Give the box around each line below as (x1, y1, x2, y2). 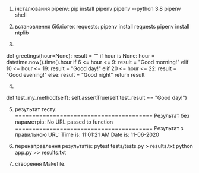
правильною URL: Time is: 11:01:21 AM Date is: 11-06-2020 (14, 131, 159, 138)
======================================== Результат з (14, 125, 184, 131)
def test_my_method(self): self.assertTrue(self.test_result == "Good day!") (6, 95, 187, 101)
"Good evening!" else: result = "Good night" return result (6, 71, 145, 78)
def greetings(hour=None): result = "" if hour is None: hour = (6, 52, 156, 59)
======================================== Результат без (14, 112, 190, 119)
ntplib (14, 29, 29, 36)
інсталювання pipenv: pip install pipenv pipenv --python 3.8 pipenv (14, 5, 181, 12)
